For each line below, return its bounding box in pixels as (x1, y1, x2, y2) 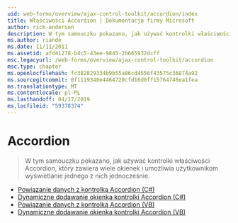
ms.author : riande (7, 37, 62, 44)
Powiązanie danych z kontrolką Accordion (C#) (17, 185, 155, 193)
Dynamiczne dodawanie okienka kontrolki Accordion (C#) (17, 193, 186, 201)
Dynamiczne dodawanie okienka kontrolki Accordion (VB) (17, 207, 186, 216)
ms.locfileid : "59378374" (7, 103, 84, 110)
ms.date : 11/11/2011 (7, 43, 69, 50)
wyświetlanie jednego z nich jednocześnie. (24, 171, 150, 180)
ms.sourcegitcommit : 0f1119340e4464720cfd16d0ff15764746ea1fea (7, 76, 198, 84)
